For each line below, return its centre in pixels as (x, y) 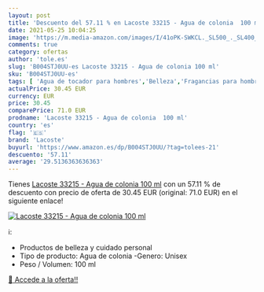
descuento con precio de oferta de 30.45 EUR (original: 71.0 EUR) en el (123, 193)
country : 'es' (31, 125)
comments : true (33, 45)
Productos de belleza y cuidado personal (86, 248)
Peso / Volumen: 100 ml (58, 264)
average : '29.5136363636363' (56, 162)
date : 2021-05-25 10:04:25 (52, 30)
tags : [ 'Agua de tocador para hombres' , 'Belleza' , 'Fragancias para (123, 81)
